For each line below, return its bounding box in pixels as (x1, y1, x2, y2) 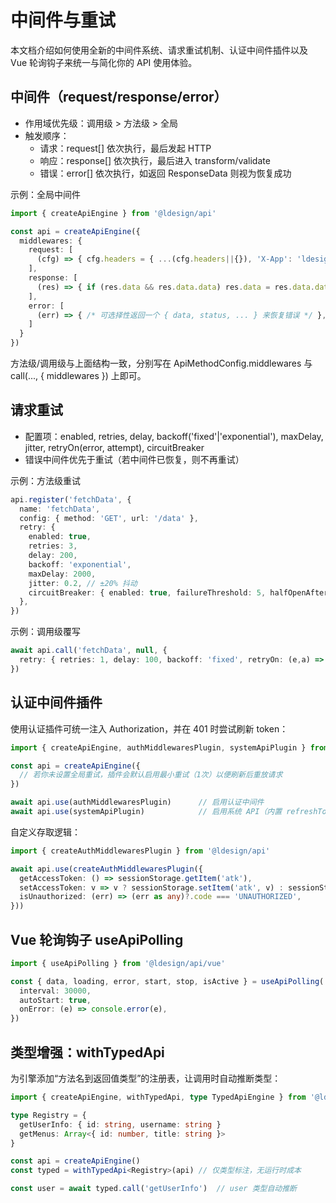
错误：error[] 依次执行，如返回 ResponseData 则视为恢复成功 (39, 167, 292, 179)
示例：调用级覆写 (10, 626, 81, 638)
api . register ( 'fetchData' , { (10, 494, 132, 505)
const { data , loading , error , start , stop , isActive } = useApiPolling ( (10, 976, 325, 986)
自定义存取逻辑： (10, 826, 81, 838)
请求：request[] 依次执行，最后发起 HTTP (39, 142, 212, 154)
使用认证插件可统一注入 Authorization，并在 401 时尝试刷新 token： (10, 722, 289, 735)
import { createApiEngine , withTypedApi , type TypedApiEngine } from (10, 1092, 307, 1102)
